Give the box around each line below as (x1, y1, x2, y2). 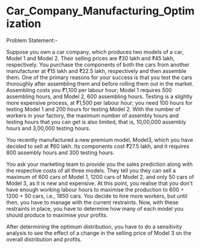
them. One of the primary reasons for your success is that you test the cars (6, 74, 192, 81)
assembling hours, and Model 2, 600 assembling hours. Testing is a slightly (6, 93, 193, 100)
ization (6, 17, 41, 31)
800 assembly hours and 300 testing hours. (6, 148, 115, 156)
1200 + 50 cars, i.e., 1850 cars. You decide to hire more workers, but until (6, 192, 188, 199)
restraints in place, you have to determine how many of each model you (6, 205, 184, 212)
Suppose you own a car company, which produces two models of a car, (6, 48, 184, 55)
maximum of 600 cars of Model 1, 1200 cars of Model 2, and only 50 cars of (6, 173, 194, 180)
